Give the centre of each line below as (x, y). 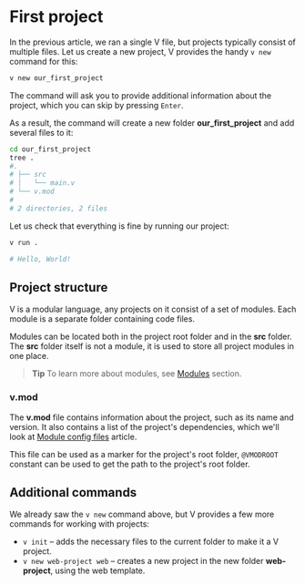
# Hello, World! (40, 259)
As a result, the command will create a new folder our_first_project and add (152, 123)
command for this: (44, 61)
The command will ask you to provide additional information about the (140, 95)
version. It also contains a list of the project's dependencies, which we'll (144, 426)
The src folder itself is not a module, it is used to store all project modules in (152, 346)
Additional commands (73, 493)
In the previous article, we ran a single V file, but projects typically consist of (152, 42)
